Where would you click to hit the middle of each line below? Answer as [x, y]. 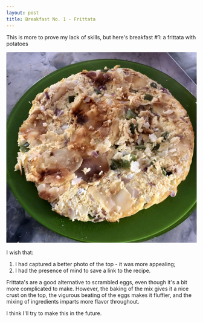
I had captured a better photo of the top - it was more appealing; [95, 264]
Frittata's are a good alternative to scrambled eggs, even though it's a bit [97, 282]
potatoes [17, 44]
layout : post [23, 13]
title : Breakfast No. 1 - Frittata [51, 19]
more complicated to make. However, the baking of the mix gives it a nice [98, 289]
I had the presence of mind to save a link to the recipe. [83, 270]
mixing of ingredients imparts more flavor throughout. [73, 301]
